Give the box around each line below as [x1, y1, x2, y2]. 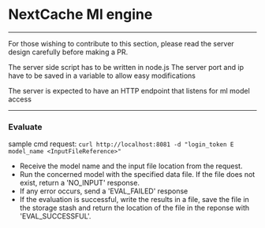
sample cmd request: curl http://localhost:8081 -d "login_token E [8, 139, 234, 149]
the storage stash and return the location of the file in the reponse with [19, 203, 250, 213]
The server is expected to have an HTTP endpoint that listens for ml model [8, 86, 250, 95]
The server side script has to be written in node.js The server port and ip [8, 62, 244, 72]
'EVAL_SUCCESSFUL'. [19, 211, 91, 221]
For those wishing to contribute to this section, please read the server [8, 39, 234, 48]
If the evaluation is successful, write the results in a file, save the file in [19, 195, 250, 204]
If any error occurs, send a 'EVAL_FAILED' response [19, 186, 188, 196]
